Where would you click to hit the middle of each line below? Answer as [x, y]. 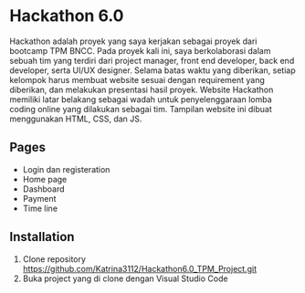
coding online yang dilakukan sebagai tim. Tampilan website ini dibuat [141, 109]
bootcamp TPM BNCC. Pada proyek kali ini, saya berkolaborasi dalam [140, 50]
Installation [42, 237]
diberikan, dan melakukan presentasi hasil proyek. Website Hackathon [142, 89]
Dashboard [44, 189]
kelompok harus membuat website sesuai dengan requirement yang [137, 79]
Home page [45, 179]
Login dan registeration [66, 169]
